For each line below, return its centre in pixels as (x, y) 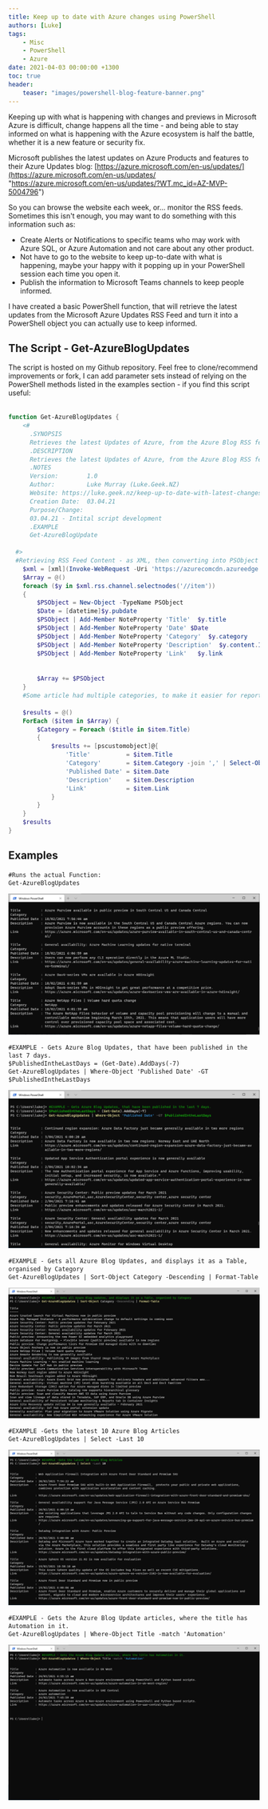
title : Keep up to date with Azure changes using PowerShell (112, 17)
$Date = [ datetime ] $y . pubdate (87, 611)
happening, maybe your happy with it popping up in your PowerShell (132, 265)
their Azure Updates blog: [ (53, 166)
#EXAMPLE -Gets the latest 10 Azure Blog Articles (94, 1431)
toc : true (25, 76)
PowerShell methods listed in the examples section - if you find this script (129, 385)
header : (21, 84)
